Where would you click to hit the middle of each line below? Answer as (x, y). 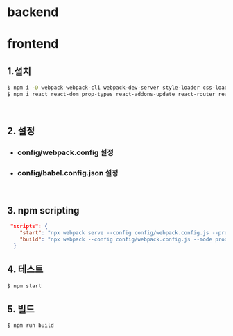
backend (33, 12)
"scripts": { (29, 227)
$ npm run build (31, 326)
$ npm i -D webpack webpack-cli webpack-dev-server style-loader (103, 88)
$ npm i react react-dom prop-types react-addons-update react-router (111, 95)
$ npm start (24, 286)
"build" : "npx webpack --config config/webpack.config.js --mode (116, 240)
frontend (33, 44)
